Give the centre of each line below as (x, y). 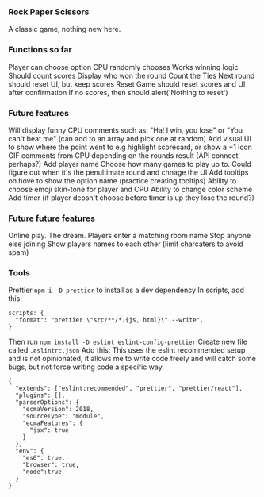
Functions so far (40, 50)
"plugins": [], (40, 395)
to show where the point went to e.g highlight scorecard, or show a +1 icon (130, 147)
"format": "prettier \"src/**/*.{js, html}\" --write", (109, 320)
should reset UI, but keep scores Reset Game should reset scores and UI (127, 84)
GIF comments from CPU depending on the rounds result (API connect (123, 155)
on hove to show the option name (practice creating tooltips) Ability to (122, 180)
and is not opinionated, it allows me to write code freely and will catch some (132, 359)
